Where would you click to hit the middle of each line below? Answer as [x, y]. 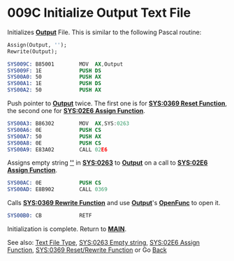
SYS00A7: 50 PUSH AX [54, 136]
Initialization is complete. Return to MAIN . [67, 229]
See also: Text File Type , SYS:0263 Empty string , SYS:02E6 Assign [104, 243]
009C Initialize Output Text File [99, 13]
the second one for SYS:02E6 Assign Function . [76, 111]
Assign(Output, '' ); [37, 45]
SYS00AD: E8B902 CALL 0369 [58, 190]
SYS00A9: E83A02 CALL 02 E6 [58, 149]
